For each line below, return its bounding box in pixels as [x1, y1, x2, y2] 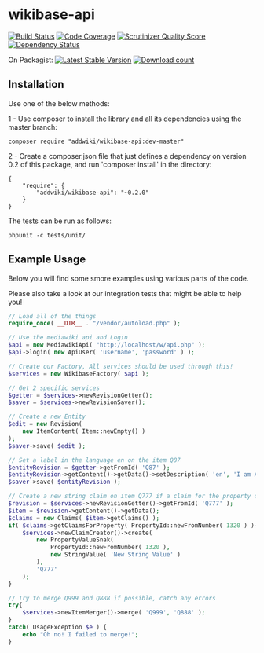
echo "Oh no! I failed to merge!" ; [22, 630, 139, 638]
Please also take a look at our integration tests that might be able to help [8, 288, 242, 298]
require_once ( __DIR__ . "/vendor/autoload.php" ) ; [8, 320, 181, 328]
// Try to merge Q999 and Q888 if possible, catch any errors [8, 594, 216, 602]
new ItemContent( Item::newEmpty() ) [22, 427, 146, 435]
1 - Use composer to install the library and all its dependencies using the [8, 114, 242, 123]
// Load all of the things [8, 312, 97, 320]
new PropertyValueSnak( [36, 536, 114, 544]
